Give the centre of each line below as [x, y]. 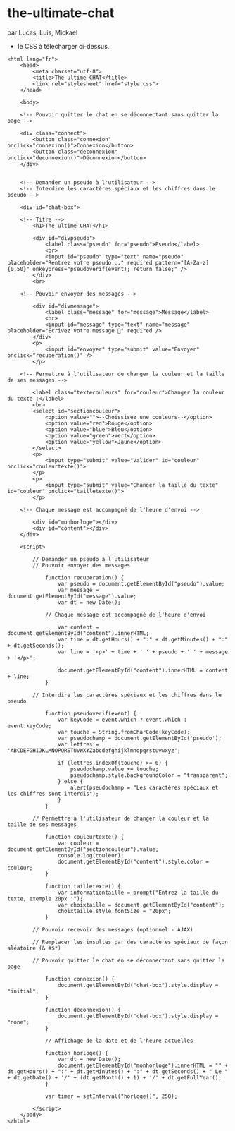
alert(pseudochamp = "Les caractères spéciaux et [144, 787]
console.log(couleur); [91, 855]
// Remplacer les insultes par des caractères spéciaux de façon [131, 942]
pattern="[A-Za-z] [182, 262]
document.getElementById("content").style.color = [133, 861]
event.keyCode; [30, 726]
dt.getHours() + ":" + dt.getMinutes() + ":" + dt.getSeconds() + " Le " [118, 1071]
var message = [78, 590]
